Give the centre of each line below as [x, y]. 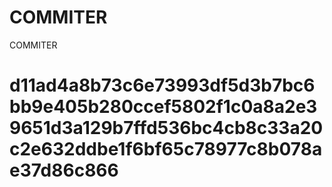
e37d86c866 [64, 170]
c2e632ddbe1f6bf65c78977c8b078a [166, 149]
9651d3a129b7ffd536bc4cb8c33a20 [166, 128]
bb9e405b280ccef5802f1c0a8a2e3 [163, 107]
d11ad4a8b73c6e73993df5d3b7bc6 [162, 85]
